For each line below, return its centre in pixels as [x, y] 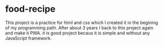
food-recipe [30, 9]
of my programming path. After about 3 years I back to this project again [79, 27]
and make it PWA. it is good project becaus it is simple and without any [78, 33]
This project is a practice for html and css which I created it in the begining [81, 23]
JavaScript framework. [29, 38]
